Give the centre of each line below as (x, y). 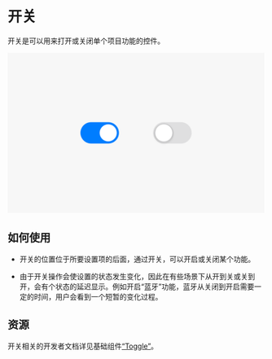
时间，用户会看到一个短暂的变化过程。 (98, 296)
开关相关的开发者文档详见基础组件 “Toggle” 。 (83, 346)
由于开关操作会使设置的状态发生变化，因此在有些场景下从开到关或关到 (137, 276)
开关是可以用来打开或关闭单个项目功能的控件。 (86, 41)
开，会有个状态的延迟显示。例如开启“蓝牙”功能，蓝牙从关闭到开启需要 (137, 287)
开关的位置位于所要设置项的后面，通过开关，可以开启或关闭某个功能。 (137, 259)
